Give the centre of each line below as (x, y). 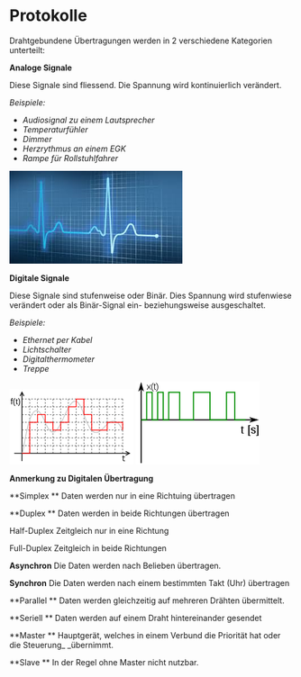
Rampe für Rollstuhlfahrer (70, 158)
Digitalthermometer (59, 359)
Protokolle (48, 16)
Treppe (36, 368)
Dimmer (37, 139)
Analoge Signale (41, 68)
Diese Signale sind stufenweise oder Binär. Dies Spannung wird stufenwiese (150, 295)
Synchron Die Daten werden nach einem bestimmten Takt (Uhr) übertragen (150, 582)
